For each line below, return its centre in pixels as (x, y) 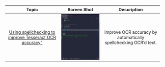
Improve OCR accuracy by (131, 32)
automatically (131, 37)
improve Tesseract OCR (32, 37)
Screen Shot (80, 9)
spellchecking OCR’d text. (131, 43)
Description (131, 9)
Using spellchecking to (32, 32)
